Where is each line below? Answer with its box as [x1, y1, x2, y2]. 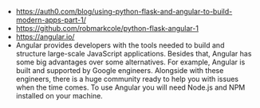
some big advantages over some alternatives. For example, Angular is [15, 57, 246, 67]
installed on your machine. [15, 91, 104, 100]
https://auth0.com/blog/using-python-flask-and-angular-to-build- [15, 7, 233, 16]
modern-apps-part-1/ [15, 15, 86, 25]
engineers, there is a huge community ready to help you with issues [15, 75, 239, 83]
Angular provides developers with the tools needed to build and [15, 40, 225, 50]
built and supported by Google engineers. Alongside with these [15, 66, 224, 75]
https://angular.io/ [15, 32, 75, 41]
